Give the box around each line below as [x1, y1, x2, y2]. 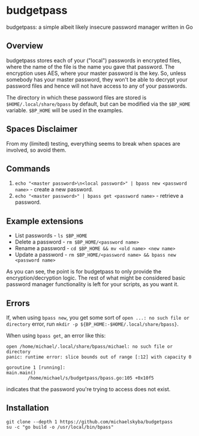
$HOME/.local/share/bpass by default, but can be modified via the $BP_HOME [6, 100, 191, 107]
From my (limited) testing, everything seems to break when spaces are [6, 140, 181, 147]
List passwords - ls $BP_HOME [14, 232, 88, 239]
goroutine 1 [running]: [6, 365, 66, 371]
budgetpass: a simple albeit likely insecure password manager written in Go [6, 23, 193, 31]
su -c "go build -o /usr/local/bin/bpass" [6, 424, 114, 430]
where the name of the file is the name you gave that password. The [6, 63, 175, 70]
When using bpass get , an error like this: [6, 332, 106, 339]
